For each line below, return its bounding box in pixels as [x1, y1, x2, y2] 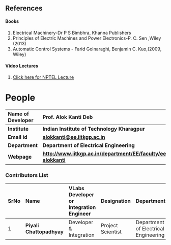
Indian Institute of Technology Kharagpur [42, 125, 145, 132]
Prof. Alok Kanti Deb [42, 113, 93, 120]
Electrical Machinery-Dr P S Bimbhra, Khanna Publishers [12, 29, 131, 36]
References [5, 4, 43, 13]
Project [101, 222, 118, 229]
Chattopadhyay [25, 228, 64, 235]
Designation [101, 198, 131, 205]
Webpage [8, 153, 32, 160]
